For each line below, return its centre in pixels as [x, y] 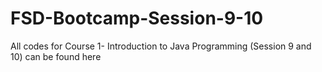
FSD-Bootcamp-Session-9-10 [137, 18]
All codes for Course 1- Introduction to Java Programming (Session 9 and [161, 46]
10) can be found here [56, 56]
